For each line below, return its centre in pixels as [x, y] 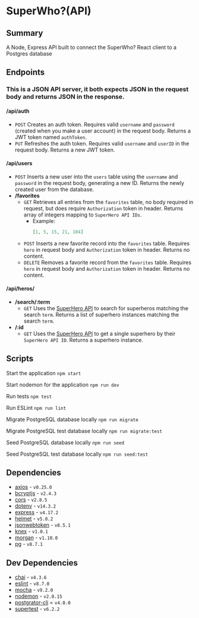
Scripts [20, 359]
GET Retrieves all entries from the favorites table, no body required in [108, 202]
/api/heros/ [20, 289]
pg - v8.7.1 [29, 544]
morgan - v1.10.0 [36, 537]
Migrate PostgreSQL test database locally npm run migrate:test [84, 431]
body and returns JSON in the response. [65, 97]
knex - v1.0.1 [31, 532]
